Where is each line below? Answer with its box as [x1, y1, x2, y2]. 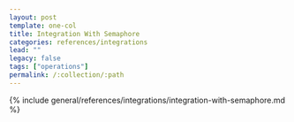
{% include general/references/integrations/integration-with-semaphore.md [9, 95, 285, 105]
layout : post [9, 12, 57, 22]
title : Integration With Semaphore [9, 29, 140, 38]
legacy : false [9, 54, 62, 63]
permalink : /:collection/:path [9, 71, 124, 80]
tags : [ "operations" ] [9, 63, 89, 72]
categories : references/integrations [9, 37, 148, 47]
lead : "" [9, 46, 41, 55]
